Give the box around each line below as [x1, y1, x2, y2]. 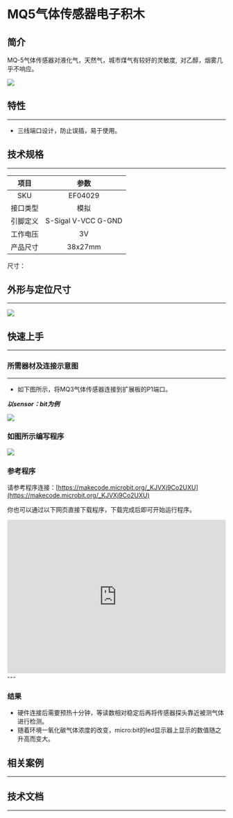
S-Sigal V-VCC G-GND [45, 216, 123, 225]
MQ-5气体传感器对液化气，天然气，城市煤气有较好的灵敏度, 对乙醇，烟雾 [7, 56, 217, 64]
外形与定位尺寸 [7, 284, 71, 296]
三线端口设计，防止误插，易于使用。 [17, 126, 121, 134]
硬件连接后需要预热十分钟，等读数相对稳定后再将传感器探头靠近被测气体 [17, 709, 224, 717]
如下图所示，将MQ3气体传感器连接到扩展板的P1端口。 [17, 385, 172, 393]
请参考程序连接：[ [7, 483, 59, 492]
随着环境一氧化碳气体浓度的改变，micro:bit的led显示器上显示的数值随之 [17, 726, 222, 735]
